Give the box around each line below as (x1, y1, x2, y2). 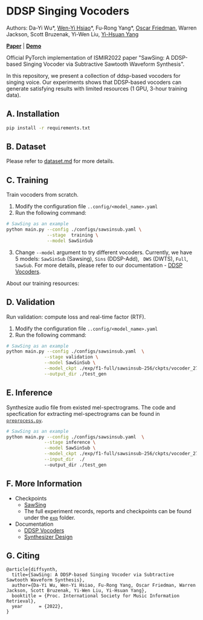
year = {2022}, (11, 604, 63, 610)
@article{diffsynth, (6, 566, 59, 573)
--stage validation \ (44, 354, 98, 360)
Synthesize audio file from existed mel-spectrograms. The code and (6, 403, 176, 411)
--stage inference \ (44, 439, 96, 446)
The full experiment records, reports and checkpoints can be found (24, 507, 192, 514)
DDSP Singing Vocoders (6, 4, 130, 18)
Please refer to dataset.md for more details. (6, 158, 115, 165)
